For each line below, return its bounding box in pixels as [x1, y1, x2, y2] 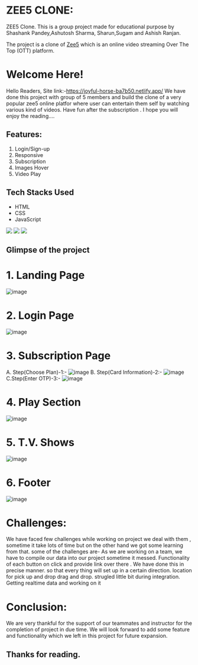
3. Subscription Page [6, 349, 111, 362]
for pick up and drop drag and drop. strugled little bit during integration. [6, 573, 180, 581]
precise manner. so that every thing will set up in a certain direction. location [6, 567, 192, 574]
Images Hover [14, 164, 49, 171]
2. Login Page [6, 309, 74, 322]
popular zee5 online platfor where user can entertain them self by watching [6, 100, 190, 107]
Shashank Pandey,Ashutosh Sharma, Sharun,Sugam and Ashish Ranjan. [6, 29, 181, 36]
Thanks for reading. [6, 649, 81, 659]
